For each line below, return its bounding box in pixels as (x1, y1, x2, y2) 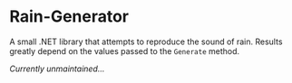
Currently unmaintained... (9, 63, 105, 74)
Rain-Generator (9, 6, 130, 27)
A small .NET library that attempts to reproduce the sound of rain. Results (9, 36, 283, 47)
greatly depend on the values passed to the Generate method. (9, 45, 240, 56)
